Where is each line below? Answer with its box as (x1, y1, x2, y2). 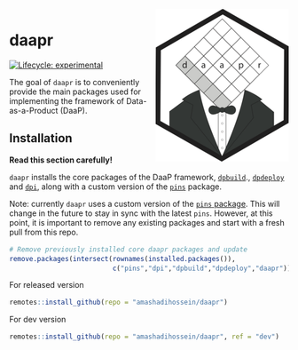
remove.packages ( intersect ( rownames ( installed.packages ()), (9, 254, 237, 263)
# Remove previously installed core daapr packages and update (9, 244, 248, 254)
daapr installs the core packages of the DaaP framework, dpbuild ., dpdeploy (9, 171, 285, 182)
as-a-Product (9, 105, 59, 115)
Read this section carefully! (9, 155, 113, 165)
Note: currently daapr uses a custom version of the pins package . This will (9, 198, 280, 209)
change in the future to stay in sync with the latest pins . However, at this (9, 208, 273, 219)
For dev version (9, 314, 67, 325)
